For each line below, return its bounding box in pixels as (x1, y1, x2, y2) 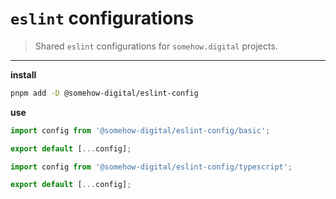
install (10, 68, 37, 81)
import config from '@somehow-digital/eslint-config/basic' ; (10, 125, 271, 136)
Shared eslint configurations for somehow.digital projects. (34, 40, 278, 52)
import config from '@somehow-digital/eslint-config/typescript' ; (10, 162, 293, 172)
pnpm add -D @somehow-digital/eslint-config (10, 88, 199, 98)
